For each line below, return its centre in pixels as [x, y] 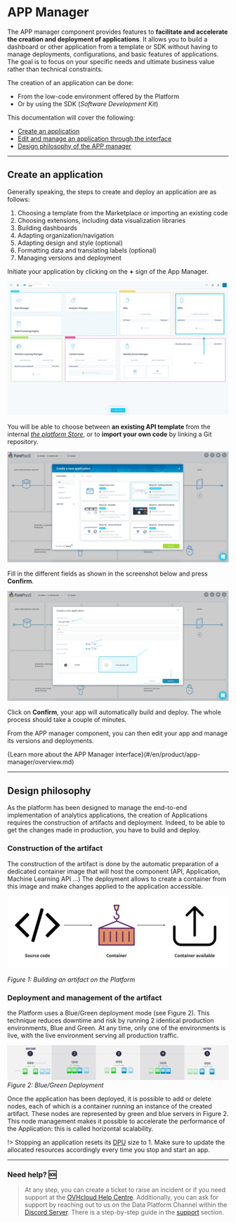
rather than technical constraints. [55, 69]
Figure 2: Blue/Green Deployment [55, 1085]
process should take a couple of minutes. [67, 720]
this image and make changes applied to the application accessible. [105, 886]
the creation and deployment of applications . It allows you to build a [107, 39]
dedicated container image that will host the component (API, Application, [114, 871]
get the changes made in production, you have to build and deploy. [104, 830]
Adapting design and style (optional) [70, 243]
